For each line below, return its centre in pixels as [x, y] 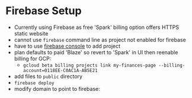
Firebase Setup [44, 11]
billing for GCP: [33, 58]
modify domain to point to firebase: [57, 89]
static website [31, 33]
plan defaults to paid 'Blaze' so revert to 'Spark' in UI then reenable [96, 52]
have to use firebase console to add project [67, 46]
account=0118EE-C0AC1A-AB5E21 [60, 70]
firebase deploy [34, 83]
